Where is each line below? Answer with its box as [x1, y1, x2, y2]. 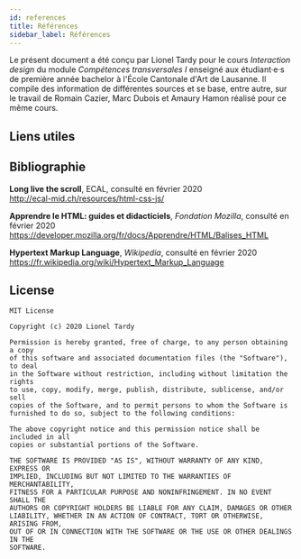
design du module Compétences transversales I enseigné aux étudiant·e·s [9, 64, 286, 75]
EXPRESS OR [9, 464, 50, 473]
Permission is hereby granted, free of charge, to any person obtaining [9, 338, 288, 347]
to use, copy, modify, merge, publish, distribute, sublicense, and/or [9, 385, 284, 395]
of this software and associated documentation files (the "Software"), [9, 353, 288, 363]
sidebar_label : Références [9, 30, 111, 39]
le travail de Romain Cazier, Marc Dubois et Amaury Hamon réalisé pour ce [9, 93, 287, 104]
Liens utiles [9, 128, 76, 144]
